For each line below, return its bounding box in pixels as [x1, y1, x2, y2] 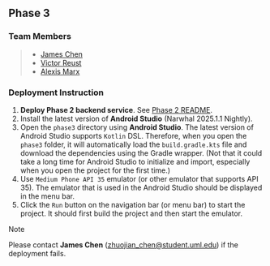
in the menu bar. [19, 191, 75, 201]
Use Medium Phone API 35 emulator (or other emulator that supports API [19, 174, 259, 183]
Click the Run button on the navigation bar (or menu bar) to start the [19, 199, 246, 209]
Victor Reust [40, 58, 82, 67]
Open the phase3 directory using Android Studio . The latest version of [19, 122, 254, 132]
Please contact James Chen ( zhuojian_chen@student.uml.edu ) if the [8, 239, 239, 250]
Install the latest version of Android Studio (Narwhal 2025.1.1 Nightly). [19, 114, 253, 123]
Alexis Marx [40, 66, 80, 76]
